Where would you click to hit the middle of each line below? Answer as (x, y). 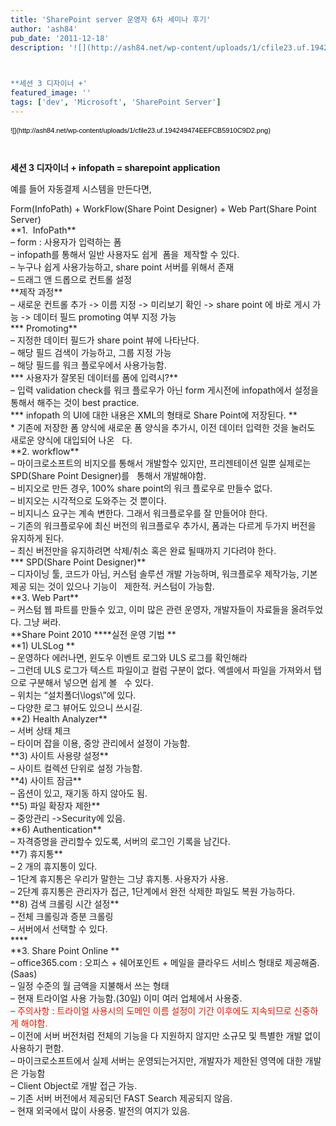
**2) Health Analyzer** (59, 718)
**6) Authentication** (56, 829)
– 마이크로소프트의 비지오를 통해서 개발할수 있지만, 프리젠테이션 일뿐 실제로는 (161, 463)
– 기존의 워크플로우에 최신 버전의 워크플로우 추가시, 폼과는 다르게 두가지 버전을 (163, 525)
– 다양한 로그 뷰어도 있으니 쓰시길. (76, 707)
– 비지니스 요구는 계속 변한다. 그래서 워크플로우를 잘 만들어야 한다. (139, 513)
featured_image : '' (51, 93)
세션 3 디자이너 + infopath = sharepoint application (115, 167)
